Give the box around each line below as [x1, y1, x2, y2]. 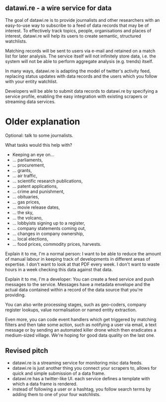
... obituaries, [12, 193, 40, 200]
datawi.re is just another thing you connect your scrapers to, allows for [12, 365, 157, 371]
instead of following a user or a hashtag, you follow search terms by [12, 386, 151, 392]
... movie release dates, [12, 204, 60, 210]
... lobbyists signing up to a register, [12, 220, 85, 226]
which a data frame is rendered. [12, 381, 78, 387]
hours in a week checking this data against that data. [5, 266, 113, 272]
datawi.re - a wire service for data [5, 4, 112, 12]
